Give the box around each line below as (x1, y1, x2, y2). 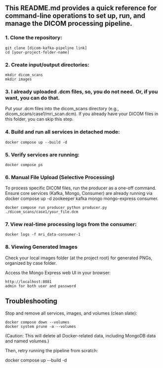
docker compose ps (5, 162, 43, 167)
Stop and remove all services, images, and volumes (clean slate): (5, 310, 137, 316)
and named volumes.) (5, 338, 49, 344)
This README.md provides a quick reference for (5, 4, 157, 12)
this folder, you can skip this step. (5, 116, 74, 122)
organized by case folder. (5, 260, 57, 266)
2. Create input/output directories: (5, 61, 90, 68)
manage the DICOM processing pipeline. (5, 19, 132, 28)
